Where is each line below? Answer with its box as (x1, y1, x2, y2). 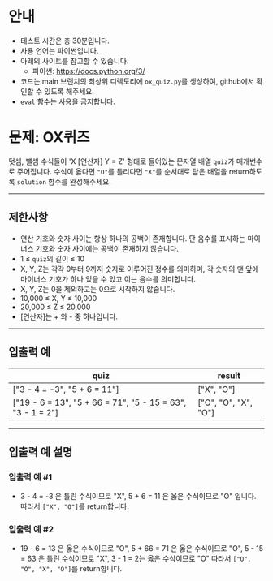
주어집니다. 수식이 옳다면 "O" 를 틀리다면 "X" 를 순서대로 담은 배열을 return (16, 166, 249, 176)
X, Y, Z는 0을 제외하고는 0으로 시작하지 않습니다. (19, 284, 175, 294)
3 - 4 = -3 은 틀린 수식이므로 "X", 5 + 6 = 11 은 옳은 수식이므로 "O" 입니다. (19, 492, 257, 501)
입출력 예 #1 (8, 471, 53, 483)
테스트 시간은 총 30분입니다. (19, 36, 110, 45)
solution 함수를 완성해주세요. (16, 176, 111, 187)
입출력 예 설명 (8, 445, 73, 458)
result (217, 370, 241, 381)
